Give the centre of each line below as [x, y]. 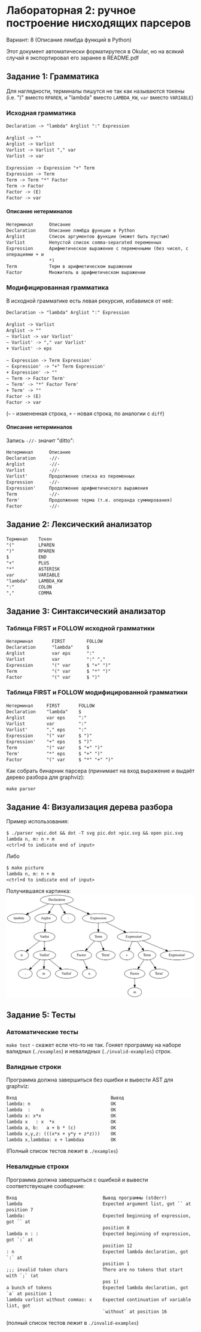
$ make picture [25, 868]
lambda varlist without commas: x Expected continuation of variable [99, 1300]
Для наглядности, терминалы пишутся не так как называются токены [95, 91]
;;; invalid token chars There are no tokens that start [95, 1270]
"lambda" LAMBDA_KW [34, 581]
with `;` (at [22, 1276]
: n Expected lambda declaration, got [97, 1252]
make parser [21, 789]
